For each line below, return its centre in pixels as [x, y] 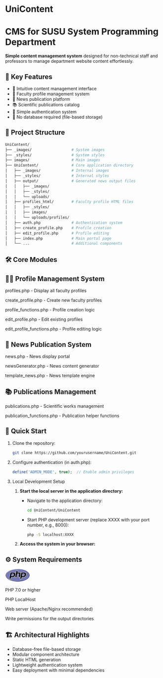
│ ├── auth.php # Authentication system [64, 223]
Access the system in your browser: [57, 544]
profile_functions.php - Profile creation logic [50, 310]
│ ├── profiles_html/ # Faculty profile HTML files [69, 202]
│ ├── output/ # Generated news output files [70, 181]
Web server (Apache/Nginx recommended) [49, 609]
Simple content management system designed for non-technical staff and [81, 56]
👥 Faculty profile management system [51, 94]
